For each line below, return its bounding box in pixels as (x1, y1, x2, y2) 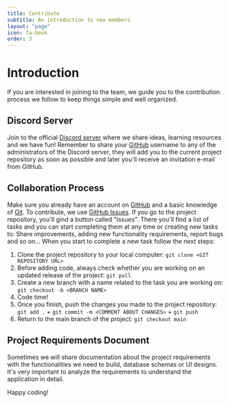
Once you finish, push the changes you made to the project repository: (16, 300, 218, 308)
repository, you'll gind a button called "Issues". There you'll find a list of (7, 215, 209, 223)
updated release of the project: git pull (16, 270, 132, 279)
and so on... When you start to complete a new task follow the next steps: (7, 237, 215, 245)
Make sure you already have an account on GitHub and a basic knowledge (7, 200, 218, 209)
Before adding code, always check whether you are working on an (16, 264, 205, 272)
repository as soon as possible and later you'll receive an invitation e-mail (7, 155, 215, 163)
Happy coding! (7, 388, 49, 396)
